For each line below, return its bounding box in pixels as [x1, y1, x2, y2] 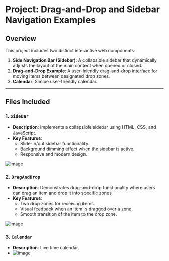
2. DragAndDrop [5, 173, 41, 180]
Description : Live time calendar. [12, 245, 79, 251]
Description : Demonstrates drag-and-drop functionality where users [12, 184, 155, 190]
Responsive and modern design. [20, 151, 87, 157]
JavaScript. [12, 129, 37, 136]
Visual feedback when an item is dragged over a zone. [20, 206, 133, 212]
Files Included [5, 98, 50, 106]
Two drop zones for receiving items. [20, 200, 95, 206]
